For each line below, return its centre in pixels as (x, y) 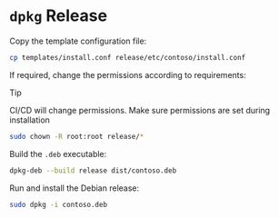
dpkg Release (58, 16)
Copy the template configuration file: (78, 41)
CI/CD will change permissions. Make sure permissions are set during (140, 110)
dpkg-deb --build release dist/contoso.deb (93, 170)
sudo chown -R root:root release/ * (77, 136)
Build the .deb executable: (58, 154)
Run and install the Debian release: (75, 188)
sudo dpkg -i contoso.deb (58, 204)
